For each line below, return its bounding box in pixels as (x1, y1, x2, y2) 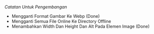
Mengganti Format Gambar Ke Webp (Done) (11, 13, 100, 19)
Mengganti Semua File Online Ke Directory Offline (11, 19, 111, 24)
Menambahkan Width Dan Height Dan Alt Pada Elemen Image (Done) (11, 23, 150, 29)
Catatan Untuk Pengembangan (4, 4, 68, 10)
